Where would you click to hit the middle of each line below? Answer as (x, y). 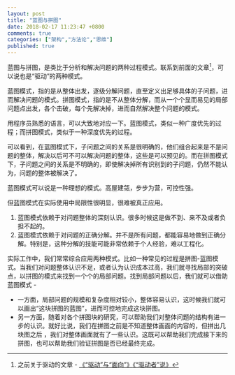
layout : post (26, 14)
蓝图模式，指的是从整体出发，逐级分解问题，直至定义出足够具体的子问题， (114, 91)
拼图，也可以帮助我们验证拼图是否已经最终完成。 (88, 343)
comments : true (29, 33)
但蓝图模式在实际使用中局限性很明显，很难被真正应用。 (87, 203)
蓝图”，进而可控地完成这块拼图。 (116, 308)
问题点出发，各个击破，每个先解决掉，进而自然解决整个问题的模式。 (105, 108)
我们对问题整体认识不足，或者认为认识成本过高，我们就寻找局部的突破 (127, 267)
